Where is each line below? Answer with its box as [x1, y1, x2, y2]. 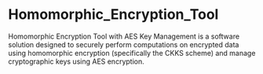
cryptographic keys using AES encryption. [8, 57, 144, 66]
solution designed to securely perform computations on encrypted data [8, 39, 239, 49]
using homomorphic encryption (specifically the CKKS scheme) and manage [8, 48, 256, 57]
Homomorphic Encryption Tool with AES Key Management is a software [8, 31, 240, 41]
